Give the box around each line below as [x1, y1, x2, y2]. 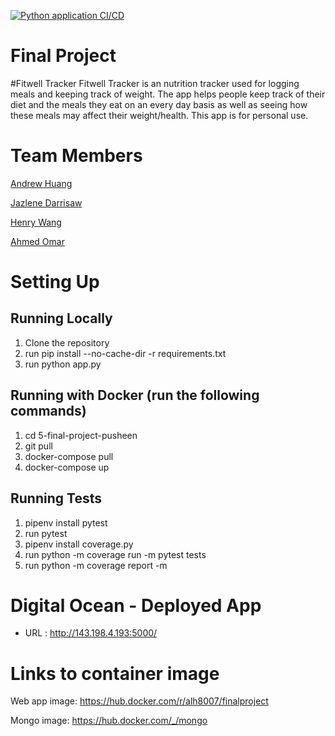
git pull [24, 440, 53, 452]
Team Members [10, 145, 143, 167]
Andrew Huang [10, 177, 73, 189]
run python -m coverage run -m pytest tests [24, 548, 207, 560]
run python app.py [24, 358, 102, 370]
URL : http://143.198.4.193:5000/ [24, 627, 158, 639]
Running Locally [10, 310, 113, 327]
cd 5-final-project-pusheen [24, 429, 138, 441]
